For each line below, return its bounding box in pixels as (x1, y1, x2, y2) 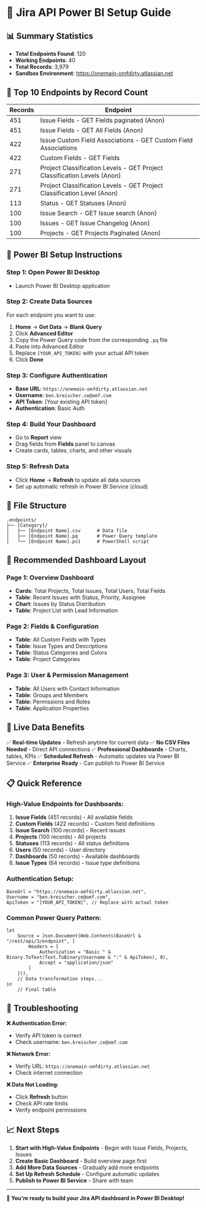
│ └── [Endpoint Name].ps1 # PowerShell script (6, 538, 150, 544)
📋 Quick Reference (6, 778, 82, 788)
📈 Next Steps (6, 1125, 60, 1135)
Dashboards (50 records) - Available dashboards (15, 853, 140, 860)
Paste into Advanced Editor (15, 343, 85, 350)
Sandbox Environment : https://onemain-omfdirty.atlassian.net (15, 70, 174, 77)
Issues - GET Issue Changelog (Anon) (40, 219, 150, 227)
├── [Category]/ (6, 522, 48, 528)
